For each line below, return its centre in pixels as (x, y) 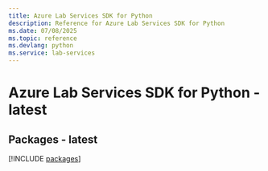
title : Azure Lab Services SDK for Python (80, 16)
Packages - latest (53, 139)
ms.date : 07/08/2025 (43, 31)
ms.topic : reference (43, 38)
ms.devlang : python (41, 46)
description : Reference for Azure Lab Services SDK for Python (117, 23)
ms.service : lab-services (52, 53)
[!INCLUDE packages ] (45, 159)
